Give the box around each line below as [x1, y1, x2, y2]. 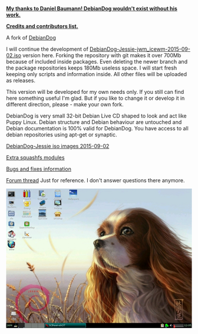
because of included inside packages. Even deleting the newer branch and [6, 58, 187, 65]
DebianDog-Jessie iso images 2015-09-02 [6, 143, 110, 149]
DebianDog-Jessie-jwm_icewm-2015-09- [89, 45, 190, 53]
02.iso [6, 52, 22, 58]
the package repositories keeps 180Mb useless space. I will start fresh [6, 64, 177, 71]
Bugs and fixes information [6, 165, 72, 172]
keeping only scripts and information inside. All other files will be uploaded [6, 71, 187, 77]
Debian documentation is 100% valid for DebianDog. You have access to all [6, 125, 189, 132]
